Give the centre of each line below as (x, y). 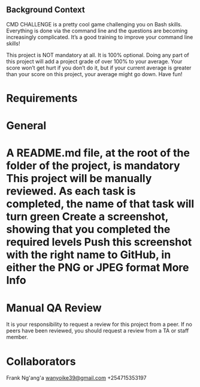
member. (17, 337)
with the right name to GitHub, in (89, 255)
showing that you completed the (88, 229)
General (26, 126)
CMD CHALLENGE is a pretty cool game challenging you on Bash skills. (94, 24)
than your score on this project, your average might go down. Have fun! (94, 74)
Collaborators (41, 361)
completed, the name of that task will (100, 204)
